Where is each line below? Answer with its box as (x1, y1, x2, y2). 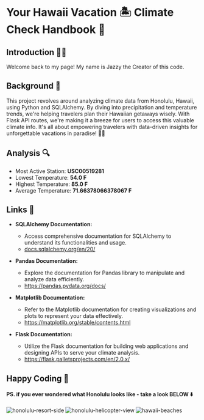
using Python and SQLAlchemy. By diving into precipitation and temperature (6, 103, 197, 111)
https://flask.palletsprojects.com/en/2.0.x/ (24, 356, 130, 363)
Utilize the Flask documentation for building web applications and (24, 342, 189, 350)
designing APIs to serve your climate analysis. (24, 349, 140, 356)
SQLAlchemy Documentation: (15, 221, 93, 228)
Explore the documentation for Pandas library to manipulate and (24, 269, 185, 276)
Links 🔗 (6, 205, 35, 215)
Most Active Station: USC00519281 (15, 167, 105, 175)
